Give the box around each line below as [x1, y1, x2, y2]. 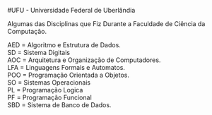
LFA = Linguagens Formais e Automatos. [7, 63, 126, 71]
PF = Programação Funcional [7, 93, 92, 102]
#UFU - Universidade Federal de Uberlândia [7, 6, 136, 14]
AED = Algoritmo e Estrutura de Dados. [7, 41, 122, 49]
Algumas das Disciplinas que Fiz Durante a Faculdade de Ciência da [7, 20, 206, 28]
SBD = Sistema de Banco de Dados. [7, 101, 112, 109]
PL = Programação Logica [7, 86, 83, 94]
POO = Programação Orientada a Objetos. [7, 71, 129, 79]
